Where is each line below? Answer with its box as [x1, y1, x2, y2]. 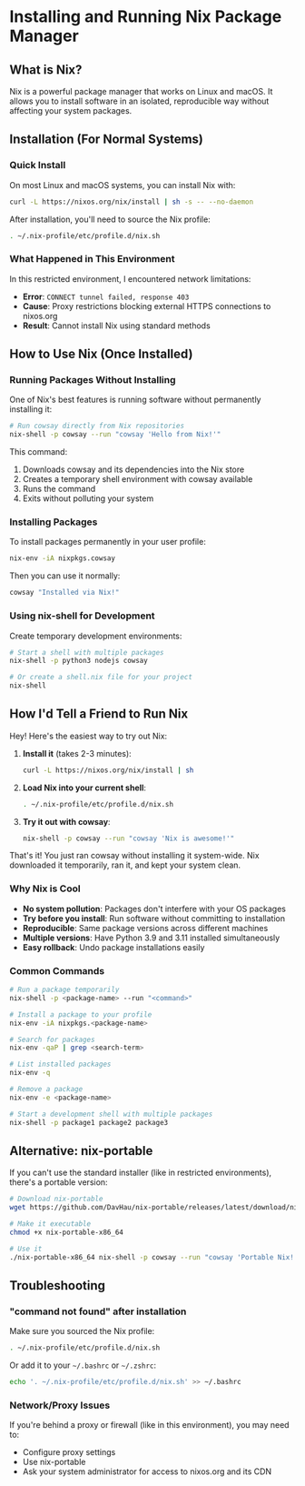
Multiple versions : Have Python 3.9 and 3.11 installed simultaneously [22, 932, 280, 943]
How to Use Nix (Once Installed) [9, 346, 193, 362]
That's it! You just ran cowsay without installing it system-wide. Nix [9, 850, 261, 861]
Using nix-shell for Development [9, 609, 156, 622]
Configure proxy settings [22, 1447, 116, 1458]
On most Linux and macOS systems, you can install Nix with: [9, 179, 236, 190]
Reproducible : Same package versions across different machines [22, 922, 269, 933]
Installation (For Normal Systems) [9, 132, 204, 147]
